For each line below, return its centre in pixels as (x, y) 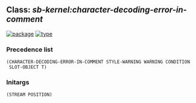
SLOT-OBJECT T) (28, 67)
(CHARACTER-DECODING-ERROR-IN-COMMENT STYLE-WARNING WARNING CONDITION (98, 62)
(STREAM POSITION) (29, 95)
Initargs (18, 83)
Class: (18, 10)
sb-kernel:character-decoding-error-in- (109, 10)
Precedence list (30, 49)
